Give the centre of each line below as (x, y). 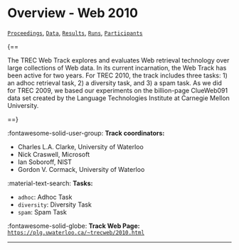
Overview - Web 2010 (73, 13)
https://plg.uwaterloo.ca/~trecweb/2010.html (76, 232)
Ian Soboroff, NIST (45, 162)
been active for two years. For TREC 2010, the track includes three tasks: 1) (117, 75)
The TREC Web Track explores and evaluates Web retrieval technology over (118, 60)
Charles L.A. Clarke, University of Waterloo (80, 146)
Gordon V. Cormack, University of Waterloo (81, 169)
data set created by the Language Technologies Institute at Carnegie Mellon (118, 98)
